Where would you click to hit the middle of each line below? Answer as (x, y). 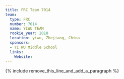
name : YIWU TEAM (27, 29)
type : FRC (20, 19)
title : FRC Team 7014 (28, 10)
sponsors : (20, 43)
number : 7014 (23, 24)
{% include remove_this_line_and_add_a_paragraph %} (62, 71)
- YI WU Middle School (34, 47)
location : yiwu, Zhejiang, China (45, 38)
